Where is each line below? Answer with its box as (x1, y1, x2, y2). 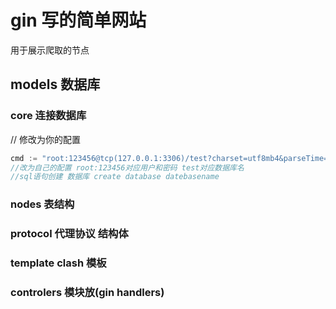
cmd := (10, 153, 38, 163)
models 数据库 (10, 76, 101, 93)
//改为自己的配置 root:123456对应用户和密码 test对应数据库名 (10, 162, 245, 173)
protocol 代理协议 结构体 (10, 227, 129, 241)
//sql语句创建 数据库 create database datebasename (10, 172, 220, 182)
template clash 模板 (10, 256, 107, 270)
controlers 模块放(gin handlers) (10, 285, 165, 299)
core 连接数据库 (10, 109, 87, 123)
